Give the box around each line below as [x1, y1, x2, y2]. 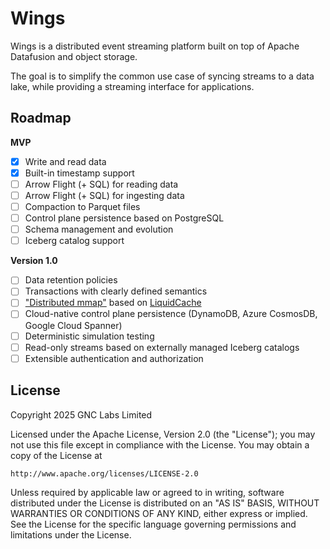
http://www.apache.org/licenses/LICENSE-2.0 [10, 468, 199, 479]
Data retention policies [24, 274, 118, 286]
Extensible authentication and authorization [24, 352, 204, 364]
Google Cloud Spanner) [24, 319, 123, 331]
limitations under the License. [10, 528, 132, 541]
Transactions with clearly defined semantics [24, 285, 208, 297]
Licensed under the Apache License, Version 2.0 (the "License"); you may [10, 428, 316, 440]
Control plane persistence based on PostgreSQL [24, 212, 225, 224]
